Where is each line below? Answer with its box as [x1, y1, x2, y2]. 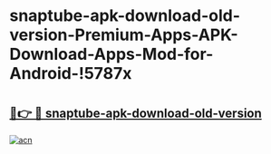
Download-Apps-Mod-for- [9, 44, 214, 64]
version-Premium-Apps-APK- [9, 24, 238, 45]
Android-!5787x [9, 63, 132, 84]
